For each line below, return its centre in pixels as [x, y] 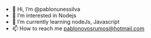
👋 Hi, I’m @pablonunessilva [46, 9]
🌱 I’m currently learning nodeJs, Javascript [66, 22]
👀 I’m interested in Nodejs [44, 15]
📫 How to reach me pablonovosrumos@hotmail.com [78, 28]
